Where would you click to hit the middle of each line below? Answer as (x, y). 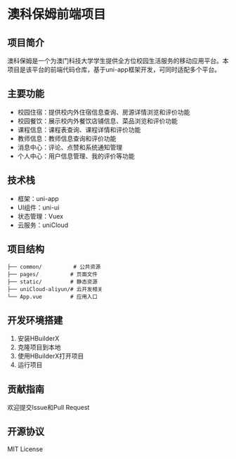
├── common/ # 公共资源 (54, 267)
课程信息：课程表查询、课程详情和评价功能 (79, 129)
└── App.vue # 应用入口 (53, 297)
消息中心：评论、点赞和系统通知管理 (70, 147)
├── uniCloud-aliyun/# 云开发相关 (55, 290)
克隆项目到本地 (39, 347)
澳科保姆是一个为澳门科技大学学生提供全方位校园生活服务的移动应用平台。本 (118, 61)
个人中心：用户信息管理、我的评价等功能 (76, 156)
